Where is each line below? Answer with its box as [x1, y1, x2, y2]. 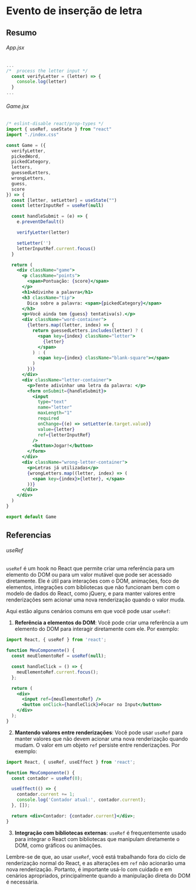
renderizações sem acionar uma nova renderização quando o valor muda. [6, 596, 185, 603]
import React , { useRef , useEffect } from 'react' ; [6, 759, 135, 765]
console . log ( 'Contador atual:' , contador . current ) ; [16, 797, 146, 803]
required [37, 415, 59, 421]
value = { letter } [37, 426, 75, 432]
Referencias [6, 530, 52, 541]
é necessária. [6, 878, 39, 885]
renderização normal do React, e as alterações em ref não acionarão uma [6, 859, 186, 866]
